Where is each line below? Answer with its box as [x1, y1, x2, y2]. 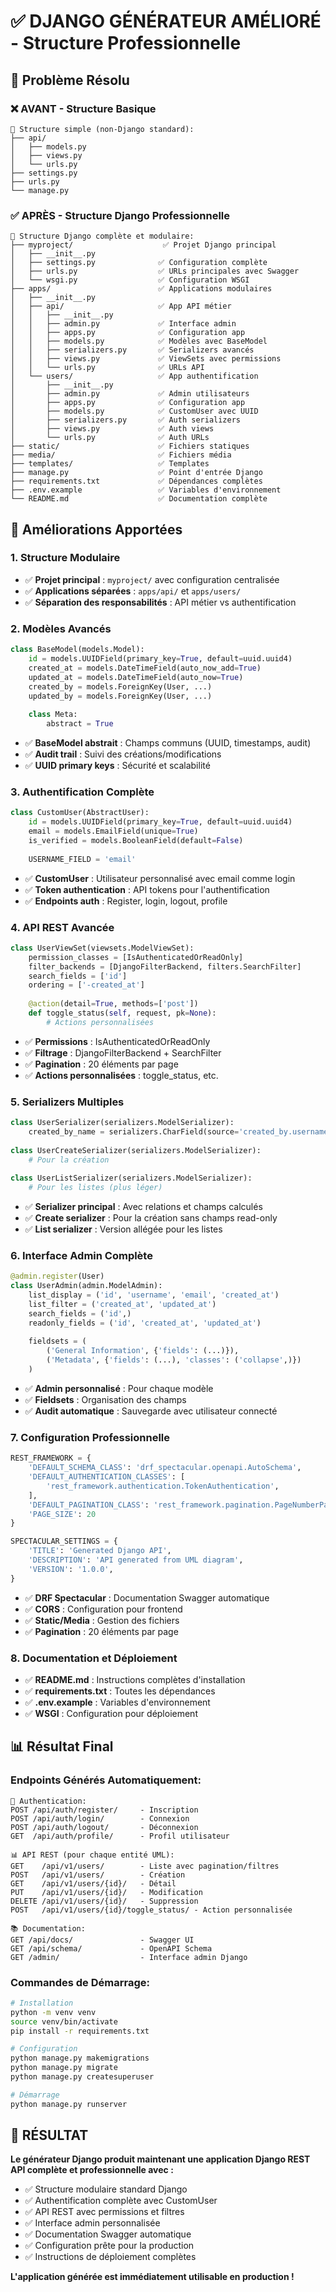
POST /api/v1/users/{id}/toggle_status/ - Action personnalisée [10, 1905, 293, 1915]
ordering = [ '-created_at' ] [28, 980, 145, 990]
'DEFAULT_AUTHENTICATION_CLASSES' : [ [28, 1472, 186, 1482]
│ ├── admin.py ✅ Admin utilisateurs [10, 389, 250, 399]
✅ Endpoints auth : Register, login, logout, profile [24, 895, 228, 907]
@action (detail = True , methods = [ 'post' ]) [28, 999, 199, 1009]
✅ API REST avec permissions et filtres [24, 2206, 185, 2218]
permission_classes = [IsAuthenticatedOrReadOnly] [28, 952, 244, 962]
